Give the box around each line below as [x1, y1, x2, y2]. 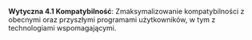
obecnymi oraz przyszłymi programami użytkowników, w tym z [8, 15, 216, 24]
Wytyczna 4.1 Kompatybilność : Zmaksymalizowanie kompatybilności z [8, 7, 245, 16]
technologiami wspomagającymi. [8, 24, 117, 32]
